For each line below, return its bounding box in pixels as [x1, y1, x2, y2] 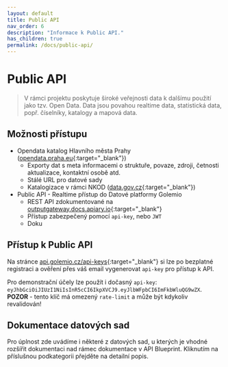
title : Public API [7, 16, 60, 23]
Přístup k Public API [7, 239, 93, 251]
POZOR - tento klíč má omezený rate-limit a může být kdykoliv [7, 292, 188, 301]
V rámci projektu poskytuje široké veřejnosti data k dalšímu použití [23, 94, 212, 102]
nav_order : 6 [7, 23, 45, 29]
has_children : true [7, 36, 63, 42]
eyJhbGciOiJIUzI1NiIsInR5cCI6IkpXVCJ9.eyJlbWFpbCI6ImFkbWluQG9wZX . [7, 285, 203, 293]
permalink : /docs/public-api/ [7, 42, 94, 49]
